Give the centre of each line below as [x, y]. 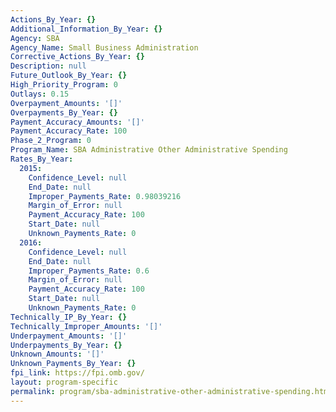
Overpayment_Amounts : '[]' [66, 103]
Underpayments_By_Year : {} [66, 345]
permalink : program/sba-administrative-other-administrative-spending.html [171, 391]
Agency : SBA [35, 38]
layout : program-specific [64, 382]
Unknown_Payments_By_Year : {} [73, 364]
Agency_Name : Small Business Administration [104, 47]
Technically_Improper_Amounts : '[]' [86, 326]
